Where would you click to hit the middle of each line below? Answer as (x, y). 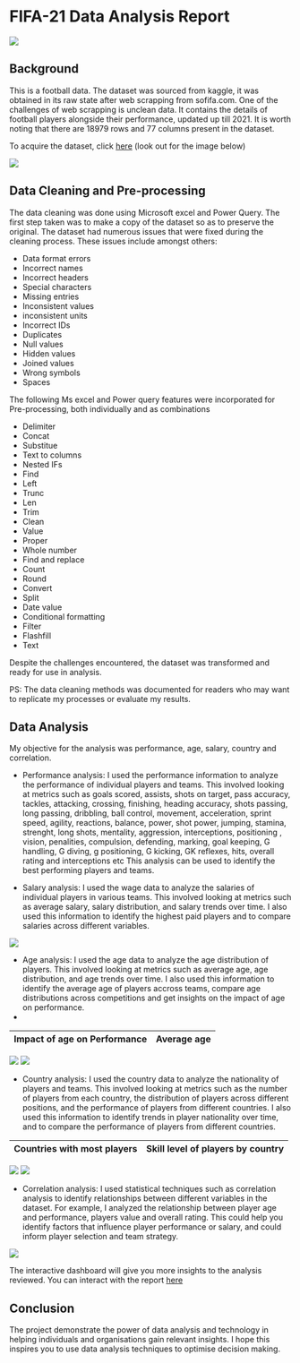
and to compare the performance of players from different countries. (149, 1127)
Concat (36, 435)
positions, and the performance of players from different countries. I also (156, 1108)
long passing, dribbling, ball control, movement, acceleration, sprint (146, 813)
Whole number (50, 550)
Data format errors (56, 258)
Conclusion (42, 1308)
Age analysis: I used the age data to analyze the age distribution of (145, 960)
